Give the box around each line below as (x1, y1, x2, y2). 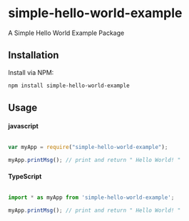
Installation (8, 49, 59, 61)
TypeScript (8, 172, 42, 180)
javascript (8, 121, 39, 130)
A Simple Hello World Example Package (8, 29, 125, 37)
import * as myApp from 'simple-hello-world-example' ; (8, 194, 175, 201)
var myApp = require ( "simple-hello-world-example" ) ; (8, 144, 168, 151)
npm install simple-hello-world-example (8, 82, 131, 89)
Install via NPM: (8, 68, 54, 76)
